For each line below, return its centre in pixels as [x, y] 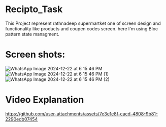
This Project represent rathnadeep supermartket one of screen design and [83, 23]
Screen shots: [35, 55]
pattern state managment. [32, 34]
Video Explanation [45, 100]
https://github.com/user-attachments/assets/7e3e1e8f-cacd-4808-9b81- [82, 114]
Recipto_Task [34, 9]
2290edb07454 [22, 119]
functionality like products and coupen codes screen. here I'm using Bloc [82, 28]
